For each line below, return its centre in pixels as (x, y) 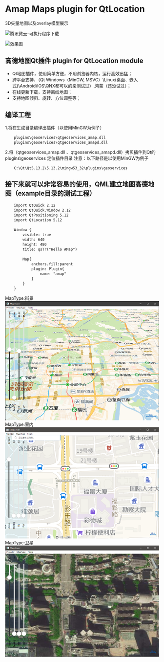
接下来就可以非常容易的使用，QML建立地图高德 (76, 184)
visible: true (37, 235)
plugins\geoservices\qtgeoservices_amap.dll (60, 137)
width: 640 (34, 240)
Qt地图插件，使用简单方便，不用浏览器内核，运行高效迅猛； (72, 73)
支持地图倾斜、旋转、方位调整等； (46, 98)
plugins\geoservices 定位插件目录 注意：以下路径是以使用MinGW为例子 (77, 158)
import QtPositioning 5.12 (41, 215)
